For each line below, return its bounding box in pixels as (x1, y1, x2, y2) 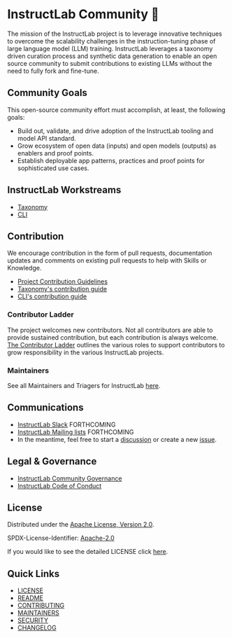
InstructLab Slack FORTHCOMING (17, 420, 116, 429)
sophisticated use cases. (17, 164, 89, 172)
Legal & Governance (7, 455, 97, 468)
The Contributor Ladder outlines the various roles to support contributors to (7, 340, 225, 349)
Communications (7, 402, 84, 414)
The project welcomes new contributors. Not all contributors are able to (7, 326, 213, 334)
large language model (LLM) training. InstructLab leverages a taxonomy (7, 44, 213, 53)
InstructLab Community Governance (17, 474, 122, 483)
